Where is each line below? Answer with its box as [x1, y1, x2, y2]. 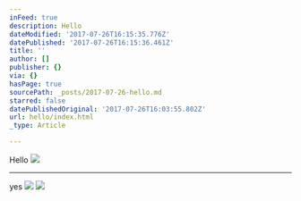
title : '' [9, 46, 47, 55]
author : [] [9, 54, 50, 63]
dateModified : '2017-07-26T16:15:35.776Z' [9, 29, 170, 38]
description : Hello [9, 21, 82, 30]
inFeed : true [9, 13, 58, 22]
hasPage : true [9, 80, 63, 88]
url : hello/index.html [9, 113, 94, 121]
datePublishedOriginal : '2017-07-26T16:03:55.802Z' [9, 105, 206, 113]
